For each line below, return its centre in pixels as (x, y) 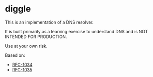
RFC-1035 (22, 70)
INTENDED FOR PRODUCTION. (36, 37)
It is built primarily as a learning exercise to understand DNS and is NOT (76, 31)
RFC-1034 (22, 64)
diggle (18, 9)
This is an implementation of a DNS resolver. (49, 22)
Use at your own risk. (26, 46)
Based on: (15, 55)
